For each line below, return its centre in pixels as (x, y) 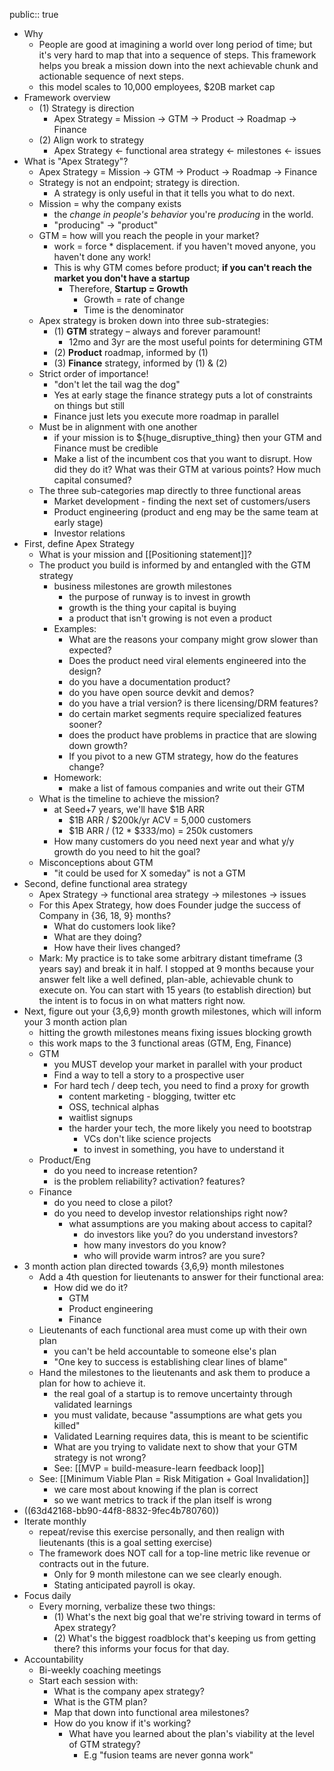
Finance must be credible (106, 448)
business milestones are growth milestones (142, 586)
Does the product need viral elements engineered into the (187, 660)
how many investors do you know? (155, 1245)
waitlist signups (101, 1117)
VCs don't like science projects (147, 1138)
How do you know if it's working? (122, 1723)
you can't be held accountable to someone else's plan (165, 1351)
